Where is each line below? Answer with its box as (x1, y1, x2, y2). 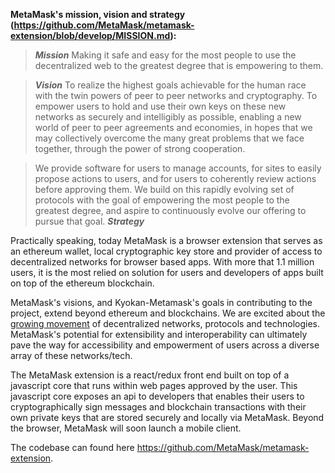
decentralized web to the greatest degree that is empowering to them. (34, 60, 324, 71)
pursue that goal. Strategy (34, 215, 145, 227)
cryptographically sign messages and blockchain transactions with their (10, 401, 307, 413)
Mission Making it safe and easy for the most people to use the (34, 49, 297, 61)
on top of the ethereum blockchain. (10, 277, 155, 289)
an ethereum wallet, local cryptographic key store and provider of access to (10, 245, 323, 257)
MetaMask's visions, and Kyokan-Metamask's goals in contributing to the (10, 297, 313, 308)
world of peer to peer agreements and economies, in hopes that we (34, 122, 313, 133)
